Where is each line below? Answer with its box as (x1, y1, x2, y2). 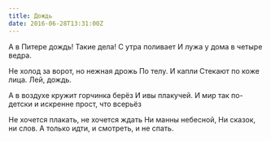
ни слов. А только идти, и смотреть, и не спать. (8, 123, 174, 133)
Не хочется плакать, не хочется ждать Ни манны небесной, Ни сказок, (8, 114, 256, 124)
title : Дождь (8, 11, 53, 20)
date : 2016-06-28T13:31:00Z (8, 19, 104, 28)
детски (8, 99, 33, 109)
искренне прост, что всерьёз (40, 99, 142, 109)
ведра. (8, 50, 33, 60)
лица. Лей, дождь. (8, 75, 72, 84)
